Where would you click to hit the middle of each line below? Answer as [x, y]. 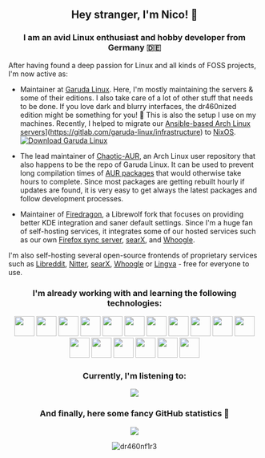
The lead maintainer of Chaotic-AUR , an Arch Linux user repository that [138, 156]
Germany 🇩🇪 [135, 47]
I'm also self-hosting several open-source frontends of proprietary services [133, 255]
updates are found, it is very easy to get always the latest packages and [139, 190]
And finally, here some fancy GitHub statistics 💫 [135, 414]
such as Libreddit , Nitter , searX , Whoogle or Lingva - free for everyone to [129, 263]
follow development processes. [72, 198]
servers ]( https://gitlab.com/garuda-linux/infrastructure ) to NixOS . [128, 132]
